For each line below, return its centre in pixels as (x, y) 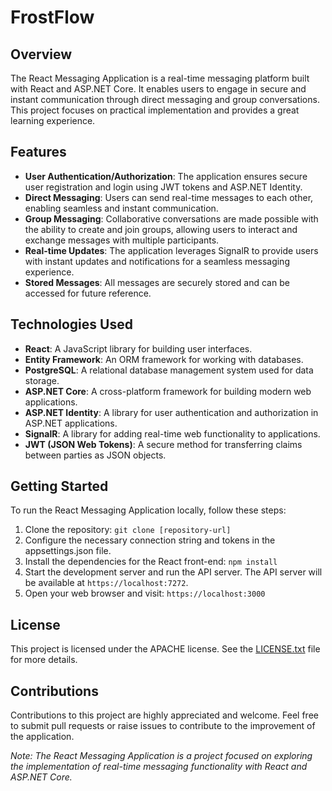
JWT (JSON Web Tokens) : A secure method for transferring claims (163, 444)
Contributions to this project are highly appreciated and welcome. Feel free (164, 715)
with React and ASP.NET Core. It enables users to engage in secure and (158, 89)
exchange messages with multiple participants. (122, 240)
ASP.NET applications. (71, 423)
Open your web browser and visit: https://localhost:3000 (145, 593)
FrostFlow (52, 17)
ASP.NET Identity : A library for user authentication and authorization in (171, 412)
